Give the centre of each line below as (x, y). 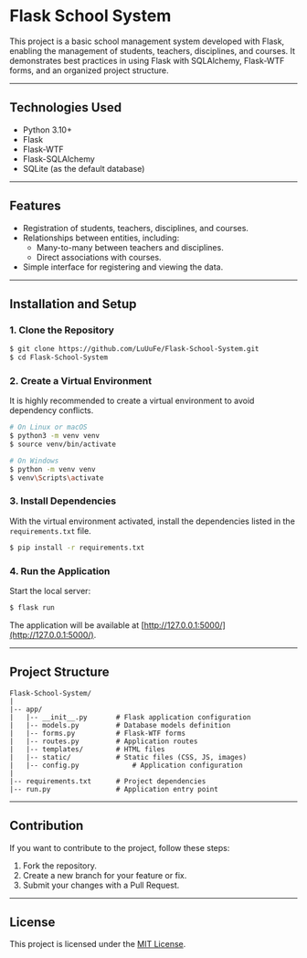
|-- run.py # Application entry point (114, 789)
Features (35, 206)
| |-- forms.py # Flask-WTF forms (97, 733)
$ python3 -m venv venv (55, 436)
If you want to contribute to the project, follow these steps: (120, 847)
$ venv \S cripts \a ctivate (57, 478)
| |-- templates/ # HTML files (88, 749)
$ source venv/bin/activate (63, 444)
